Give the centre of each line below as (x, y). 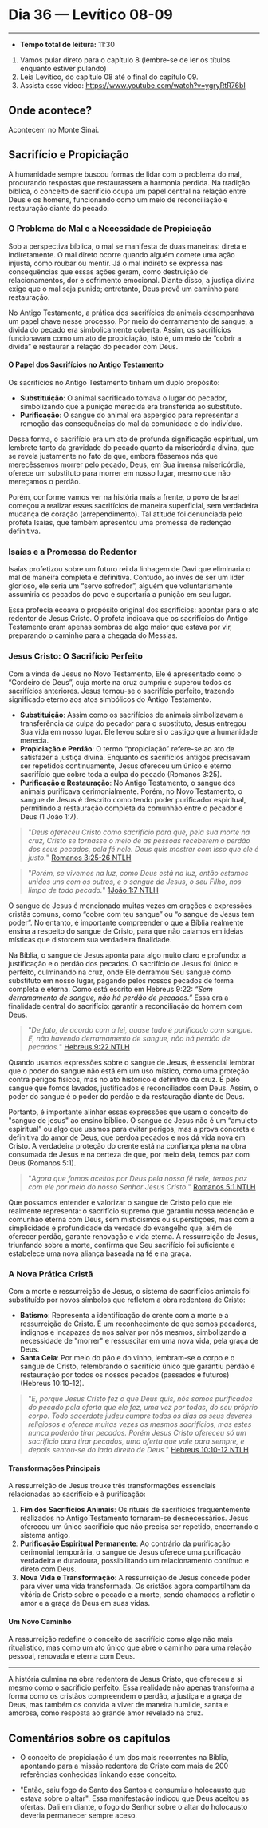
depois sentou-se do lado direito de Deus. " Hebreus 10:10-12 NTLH (138, 1449)
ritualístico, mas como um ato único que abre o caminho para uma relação (130, 1647)
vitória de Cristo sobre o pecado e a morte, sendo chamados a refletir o (138, 1595)
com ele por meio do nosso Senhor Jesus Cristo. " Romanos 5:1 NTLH (142, 1187)
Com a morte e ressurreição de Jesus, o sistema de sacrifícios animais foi (130, 1291)
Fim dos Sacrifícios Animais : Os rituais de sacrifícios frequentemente (135, 1510)
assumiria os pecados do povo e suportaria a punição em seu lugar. (120, 595)
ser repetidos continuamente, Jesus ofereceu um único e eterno (125, 766)
